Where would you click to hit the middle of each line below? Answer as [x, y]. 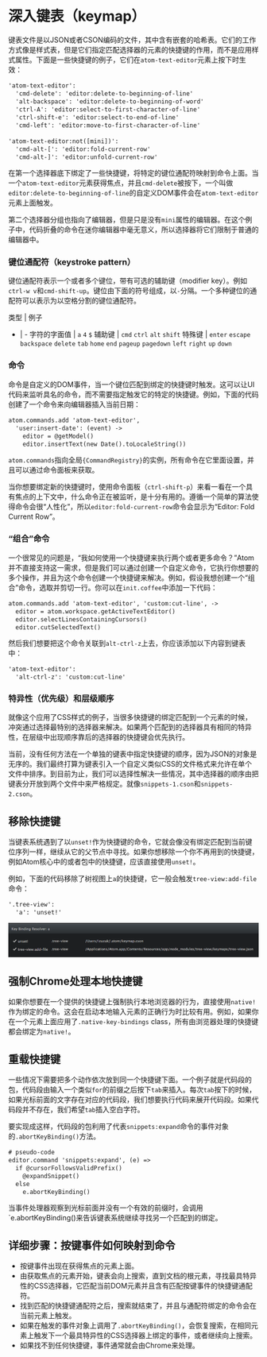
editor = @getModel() [58, 436]
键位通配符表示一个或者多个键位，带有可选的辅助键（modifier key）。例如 [128, 281]
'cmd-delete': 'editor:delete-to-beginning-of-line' [104, 93]
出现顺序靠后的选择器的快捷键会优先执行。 [119, 737]
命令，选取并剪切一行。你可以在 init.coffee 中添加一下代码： [118, 587]
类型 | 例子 [25, 318]
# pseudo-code [32, 1153]
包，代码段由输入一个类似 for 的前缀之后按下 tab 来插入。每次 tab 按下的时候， [132, 1090]
